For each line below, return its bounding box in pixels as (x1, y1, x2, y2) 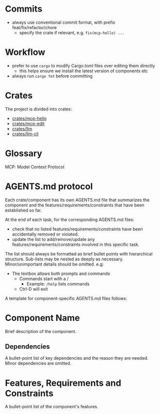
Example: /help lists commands (26, 281, 90, 287)
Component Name (5, 312, 80, 323)
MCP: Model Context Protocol (5, 164, 64, 170)
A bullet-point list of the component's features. (5, 404, 98, 410)
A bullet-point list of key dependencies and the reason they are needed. (5, 355, 149, 361)
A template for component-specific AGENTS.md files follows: (5, 295, 128, 301)
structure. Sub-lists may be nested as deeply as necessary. (5, 256, 124, 262)
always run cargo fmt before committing (12, 73, 93, 79)
